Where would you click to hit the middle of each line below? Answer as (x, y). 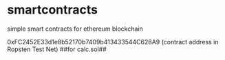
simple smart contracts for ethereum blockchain (75, 29)
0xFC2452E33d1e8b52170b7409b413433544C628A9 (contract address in (113, 42)
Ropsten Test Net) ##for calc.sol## (57, 49)
